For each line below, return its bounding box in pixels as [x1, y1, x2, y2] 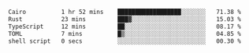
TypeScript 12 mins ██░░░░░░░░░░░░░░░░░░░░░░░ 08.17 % [8, 23, 242, 30]
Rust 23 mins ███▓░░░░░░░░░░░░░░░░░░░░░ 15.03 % [8, 15, 242, 23]
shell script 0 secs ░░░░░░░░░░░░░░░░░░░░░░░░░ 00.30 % [8, 37, 242, 45]
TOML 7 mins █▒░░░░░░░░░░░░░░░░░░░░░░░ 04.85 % [8, 30, 242, 37]
